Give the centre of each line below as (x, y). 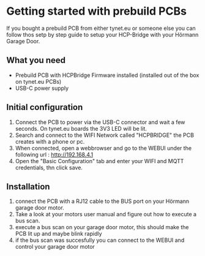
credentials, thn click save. (49, 167)
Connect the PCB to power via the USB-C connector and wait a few (100, 122)
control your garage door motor (55, 247)
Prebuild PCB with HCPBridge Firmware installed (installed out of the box (107, 75)
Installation (28, 187)
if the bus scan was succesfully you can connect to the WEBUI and (100, 240)
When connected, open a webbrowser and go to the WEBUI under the (103, 148)
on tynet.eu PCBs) (38, 81)
